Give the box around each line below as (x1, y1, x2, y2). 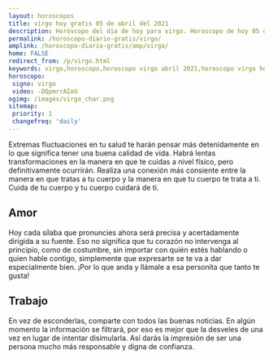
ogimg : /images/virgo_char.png (8, 95, 115, 103)
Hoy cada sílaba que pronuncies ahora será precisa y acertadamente (8, 228, 240, 237)
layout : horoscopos (8, 11, 75, 20)
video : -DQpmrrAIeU (11, 87, 79, 96)
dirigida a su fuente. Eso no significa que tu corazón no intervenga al (8, 236, 239, 246)
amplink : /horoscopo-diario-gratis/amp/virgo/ (8, 42, 169, 50)
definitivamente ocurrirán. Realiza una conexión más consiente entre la (8, 165, 246, 175)
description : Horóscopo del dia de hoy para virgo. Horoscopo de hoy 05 (8, 27, 260, 35)
